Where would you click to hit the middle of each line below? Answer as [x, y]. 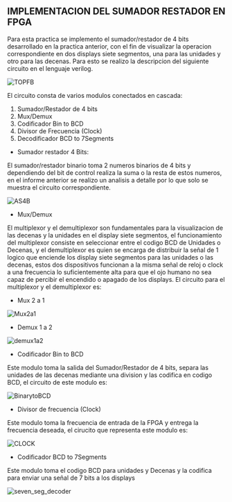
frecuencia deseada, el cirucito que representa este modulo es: [98, 430]
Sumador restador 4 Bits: [53, 151]
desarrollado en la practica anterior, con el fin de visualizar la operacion [109, 46]
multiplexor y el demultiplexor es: [54, 287]
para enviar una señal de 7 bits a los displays [71, 478]
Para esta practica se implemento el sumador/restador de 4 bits [98, 39]
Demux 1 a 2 [35, 327]
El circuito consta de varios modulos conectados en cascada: [95, 95]
